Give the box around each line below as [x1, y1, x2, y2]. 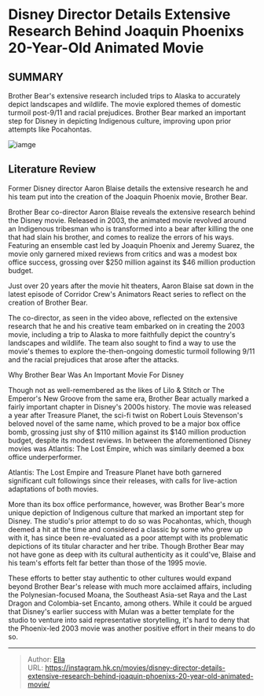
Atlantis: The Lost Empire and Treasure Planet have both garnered [8, 467, 222, 477]
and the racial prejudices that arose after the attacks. [8, 354, 179, 364]
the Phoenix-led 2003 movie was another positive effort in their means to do [8, 624, 255, 633]
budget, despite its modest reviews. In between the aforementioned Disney [8, 435, 251, 445]
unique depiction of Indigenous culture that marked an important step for [8, 508, 244, 517]
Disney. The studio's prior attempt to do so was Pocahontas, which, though [8, 516, 251, 525]
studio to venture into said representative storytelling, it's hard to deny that [8, 615, 250, 624]
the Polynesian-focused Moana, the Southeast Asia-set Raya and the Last [8, 590, 247, 599]
